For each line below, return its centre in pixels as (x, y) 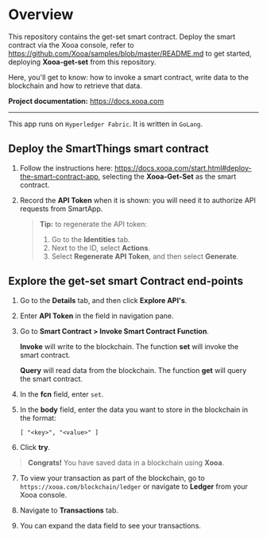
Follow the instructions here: (66, 167)
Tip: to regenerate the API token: (93, 224)
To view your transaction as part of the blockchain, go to (112, 478)
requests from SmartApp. (61, 209)
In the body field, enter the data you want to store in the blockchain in (134, 409)
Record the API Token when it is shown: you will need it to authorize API (138, 200)
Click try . (35, 447)
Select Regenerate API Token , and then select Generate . (145, 256)
